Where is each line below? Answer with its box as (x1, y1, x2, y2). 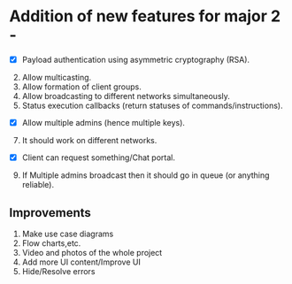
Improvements (9, 205, 91, 220)
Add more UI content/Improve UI (21, 257, 142, 267)
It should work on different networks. (21, 135, 158, 146)
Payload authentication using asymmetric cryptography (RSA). (21, 54, 250, 65)
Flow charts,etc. (21, 237, 81, 249)
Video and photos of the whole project (21, 247, 163, 257)
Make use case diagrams (21, 228, 114, 239)
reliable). (21, 180, 55, 190)
